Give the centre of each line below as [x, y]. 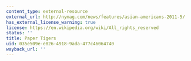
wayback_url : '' [26, 49]
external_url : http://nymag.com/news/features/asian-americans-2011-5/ [95, 17]
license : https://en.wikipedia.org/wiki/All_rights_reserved [83, 28]
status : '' [19, 33]
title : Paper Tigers [31, 38]
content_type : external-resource [47, 11]
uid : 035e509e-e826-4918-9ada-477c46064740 [60, 44]
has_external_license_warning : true [51, 22]
